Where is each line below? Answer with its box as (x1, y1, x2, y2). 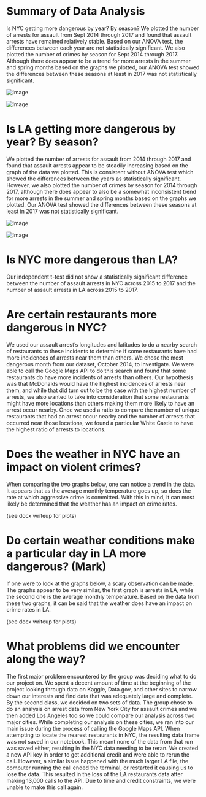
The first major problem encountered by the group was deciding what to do (6, 672, 197, 680)
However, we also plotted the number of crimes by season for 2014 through (6, 181, 197, 188)
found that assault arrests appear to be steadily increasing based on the (6, 161, 188, 169)
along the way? (6, 652, 86, 666)
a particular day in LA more (6, 546, 147, 560)
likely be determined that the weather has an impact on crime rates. (6, 500, 177, 507)
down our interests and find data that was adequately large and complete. (6, 692, 193, 699)
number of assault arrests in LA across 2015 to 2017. (6, 286, 139, 293)
